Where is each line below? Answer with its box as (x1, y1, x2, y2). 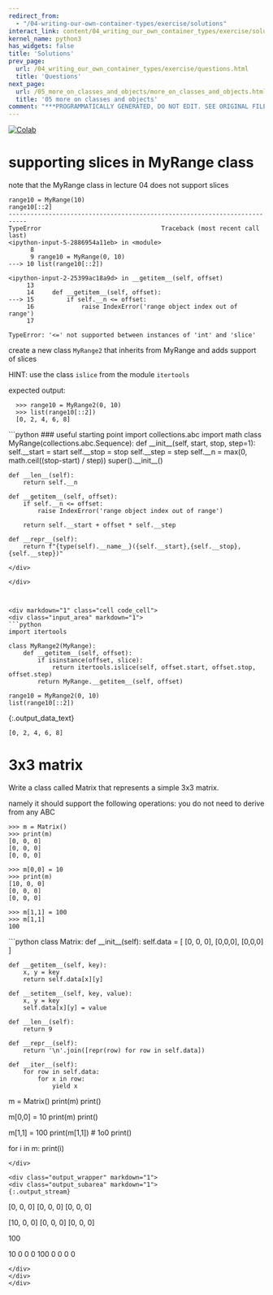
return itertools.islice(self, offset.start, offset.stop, (51, 663, 256, 671)
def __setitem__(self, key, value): (8, 989, 132, 997)
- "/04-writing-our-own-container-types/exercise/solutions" (15, 20, 227, 28)
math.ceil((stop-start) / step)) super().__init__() (8, 456, 163, 466)
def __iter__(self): (8, 1061, 79, 1069)
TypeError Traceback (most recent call (8, 224, 260, 232)
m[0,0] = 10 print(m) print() (8, 1112, 99, 1122)
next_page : (8, 80, 45, 88)
